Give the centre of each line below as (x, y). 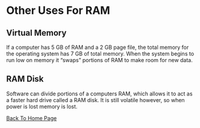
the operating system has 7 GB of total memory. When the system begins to (100, 54)
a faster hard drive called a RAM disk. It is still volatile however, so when (95, 100)
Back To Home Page (32, 118)
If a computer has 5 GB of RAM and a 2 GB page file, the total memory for (98, 47)
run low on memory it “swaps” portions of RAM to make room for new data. (99, 60)
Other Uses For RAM (58, 11)
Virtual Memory (36, 33)
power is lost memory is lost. (42, 106)
